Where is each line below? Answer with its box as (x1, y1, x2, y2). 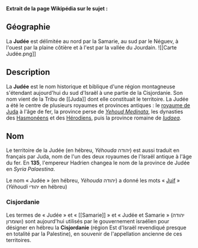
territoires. (6, 236, 31, 243)
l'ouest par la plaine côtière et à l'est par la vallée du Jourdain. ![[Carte (6, 44, 177, 51)
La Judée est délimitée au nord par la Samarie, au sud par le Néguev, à (6, 38, 179, 45)
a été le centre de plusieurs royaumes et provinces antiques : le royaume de (6, 101, 190, 108)
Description (6, 67, 50, 77)
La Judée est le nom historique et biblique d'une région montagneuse (6, 82, 176, 90)
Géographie (6, 22, 51, 32)
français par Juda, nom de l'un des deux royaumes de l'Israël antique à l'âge (6, 153, 192, 160)
